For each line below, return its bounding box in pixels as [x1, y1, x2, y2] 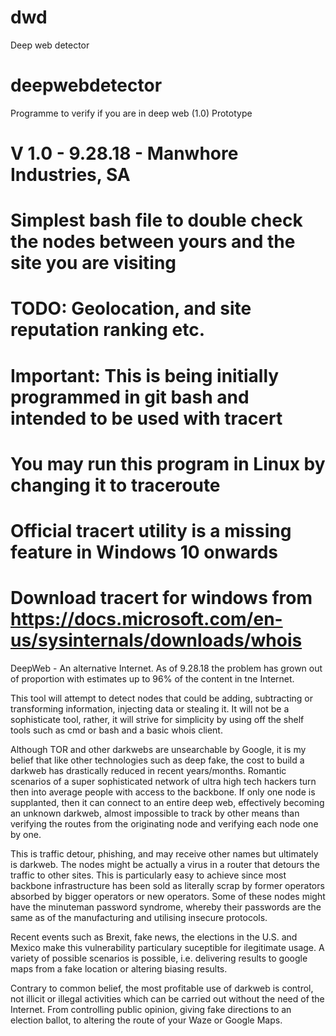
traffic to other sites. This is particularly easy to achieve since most [10, 869, 287, 881]
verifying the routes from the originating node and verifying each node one [10, 817, 319, 830]
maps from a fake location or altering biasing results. [10, 962, 228, 975]
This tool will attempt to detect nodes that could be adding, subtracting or [10, 692, 314, 704]
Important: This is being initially [10, 364, 280, 387]
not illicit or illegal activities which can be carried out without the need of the [10, 992, 325, 1005]
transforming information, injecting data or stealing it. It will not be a [10, 702, 290, 715]
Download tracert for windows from [10, 587, 313, 610]
